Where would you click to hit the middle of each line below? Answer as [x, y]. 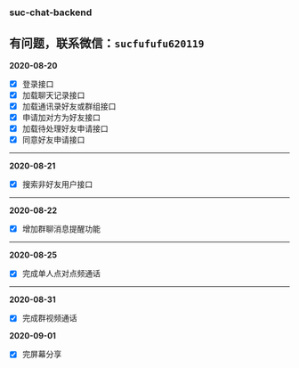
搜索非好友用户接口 [57, 184]
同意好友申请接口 [53, 140]
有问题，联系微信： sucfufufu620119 [107, 43]
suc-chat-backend [51, 12]
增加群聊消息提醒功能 [61, 229]
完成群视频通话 [49, 318]
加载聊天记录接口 [53, 94]
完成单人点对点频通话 [61, 274]
